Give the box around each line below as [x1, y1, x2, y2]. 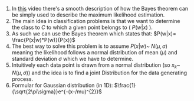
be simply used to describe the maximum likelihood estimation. [11, 11, 165, 18]
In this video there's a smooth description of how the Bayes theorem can [11, 5, 189, 12]
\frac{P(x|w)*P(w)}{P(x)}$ [11, 37, 75, 43]
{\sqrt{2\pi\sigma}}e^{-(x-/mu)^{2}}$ [11, 88, 102, 95]
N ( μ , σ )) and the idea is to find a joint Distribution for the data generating [11, 69, 188, 76]
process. [11, 75, 34, 82]
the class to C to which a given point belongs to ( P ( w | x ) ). [11, 24, 153, 31]
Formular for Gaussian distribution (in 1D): [11, 82, 113, 89]
